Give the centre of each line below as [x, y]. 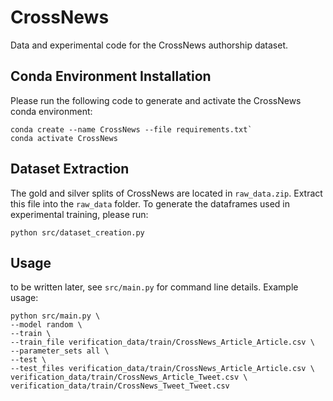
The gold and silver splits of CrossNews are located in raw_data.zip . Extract [166, 193]
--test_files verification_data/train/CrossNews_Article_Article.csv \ [162, 369]
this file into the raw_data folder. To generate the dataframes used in [150, 203]
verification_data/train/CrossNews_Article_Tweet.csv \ [129, 377]
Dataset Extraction [70, 169]
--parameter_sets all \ [60, 351]
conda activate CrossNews [64, 138]
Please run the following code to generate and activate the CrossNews [156, 100]
